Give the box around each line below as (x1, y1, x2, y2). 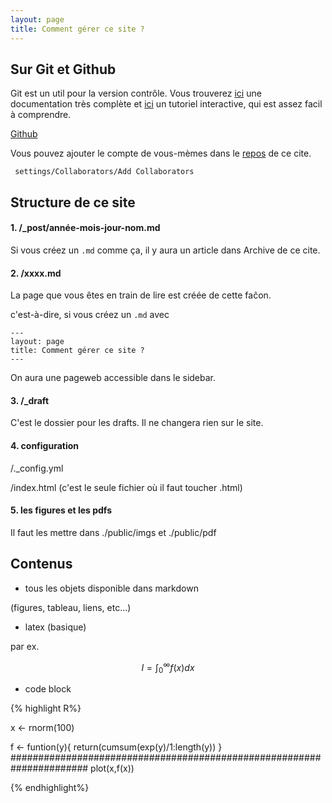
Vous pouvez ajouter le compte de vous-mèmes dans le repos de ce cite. (10, 147, 312, 160)
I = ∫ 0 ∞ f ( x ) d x (141, 659, 195, 675)
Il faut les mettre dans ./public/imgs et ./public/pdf (10, 526, 217, 538)
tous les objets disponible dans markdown (24, 582, 199, 594)
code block (24, 682, 72, 695)
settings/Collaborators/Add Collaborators (14, 167, 195, 177)
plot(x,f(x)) (90, 762, 135, 774)
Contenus (10, 556, 73, 573)
